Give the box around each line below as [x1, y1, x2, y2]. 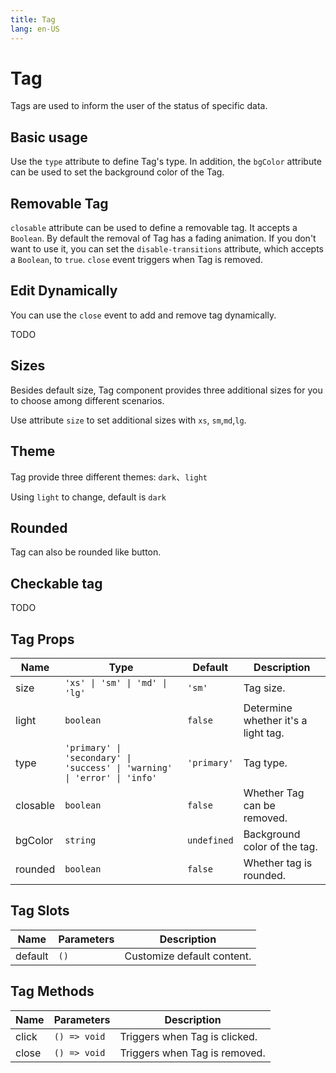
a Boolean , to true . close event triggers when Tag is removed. [10, 254, 263, 266]
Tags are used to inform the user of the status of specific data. [10, 100, 268, 112]
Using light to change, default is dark [10, 491, 167, 503]
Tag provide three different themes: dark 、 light [10, 471, 208, 483]
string [64, 834, 97, 846]
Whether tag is [243, 856, 313, 870]
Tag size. [243, 681, 286, 695]
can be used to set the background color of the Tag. [10, 166, 225, 178]
